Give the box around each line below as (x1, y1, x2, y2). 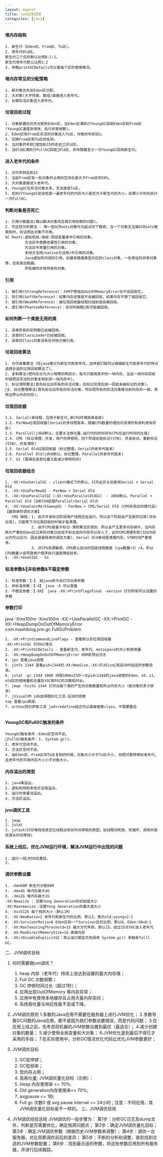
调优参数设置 (5, 871, 31, 877)
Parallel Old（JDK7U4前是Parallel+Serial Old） (5, 499, 101, 504)
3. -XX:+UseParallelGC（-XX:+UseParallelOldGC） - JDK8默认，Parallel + (5, 494, 152, 499)
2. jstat (5, 823, 23, 828)
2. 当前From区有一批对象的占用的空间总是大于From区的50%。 (5, 176, 112, 181)
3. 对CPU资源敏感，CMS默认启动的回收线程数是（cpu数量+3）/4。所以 (31, 546, 154, 551)
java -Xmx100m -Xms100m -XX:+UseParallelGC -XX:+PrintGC (5, 616, 130, 622)
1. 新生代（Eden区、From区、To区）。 (5, 44, 72, 49)
